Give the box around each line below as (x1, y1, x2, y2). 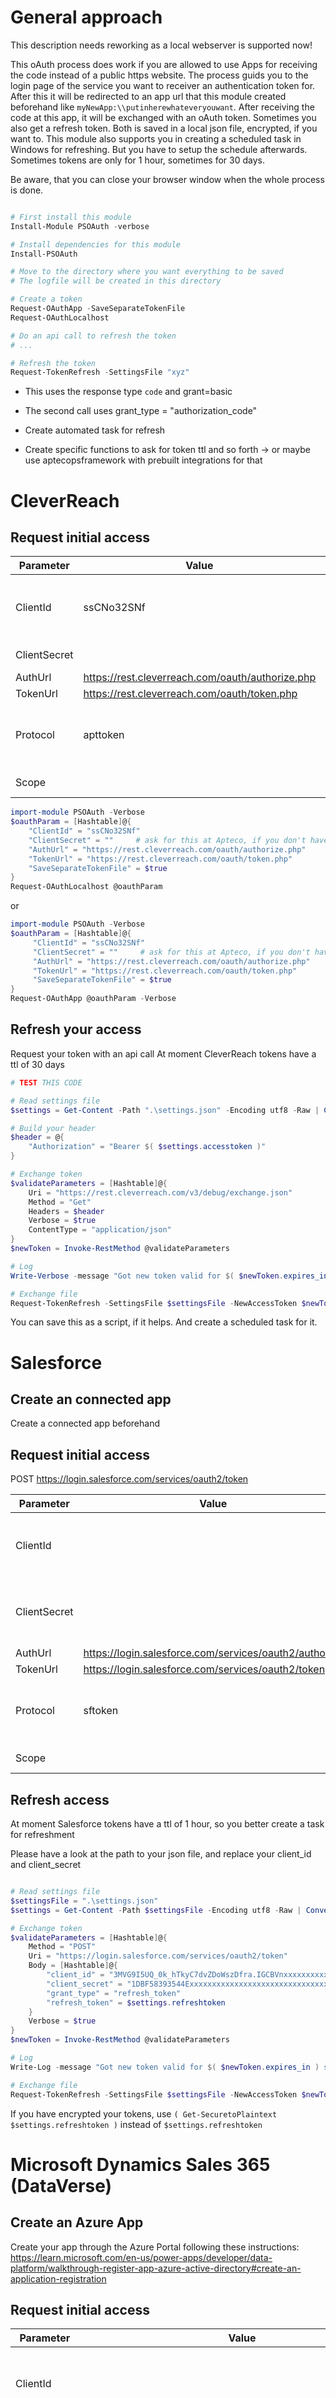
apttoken (83, 728, 125, 742)
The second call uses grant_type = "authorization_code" (24, 405, 258, 417)
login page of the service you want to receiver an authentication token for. (10, 79, 316, 91)
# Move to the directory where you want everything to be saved (10, 267, 284, 277)
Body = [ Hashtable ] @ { (28, 1961, 118, 1971)
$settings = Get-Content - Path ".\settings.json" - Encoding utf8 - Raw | (10, 1105, 320, 1115)
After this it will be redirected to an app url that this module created (10, 90, 287, 102)
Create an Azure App (10, 2214, 144, 2231)
